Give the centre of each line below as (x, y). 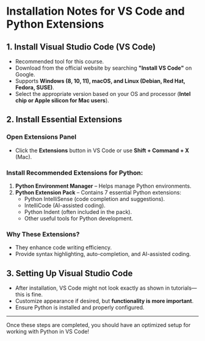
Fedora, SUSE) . (34, 87)
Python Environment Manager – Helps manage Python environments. (103, 186)
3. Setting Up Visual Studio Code (70, 273)
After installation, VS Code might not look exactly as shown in (92, 288)
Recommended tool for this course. (59, 61)
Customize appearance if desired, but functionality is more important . (104, 301)
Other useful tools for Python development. (78, 218)
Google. (25, 74)
